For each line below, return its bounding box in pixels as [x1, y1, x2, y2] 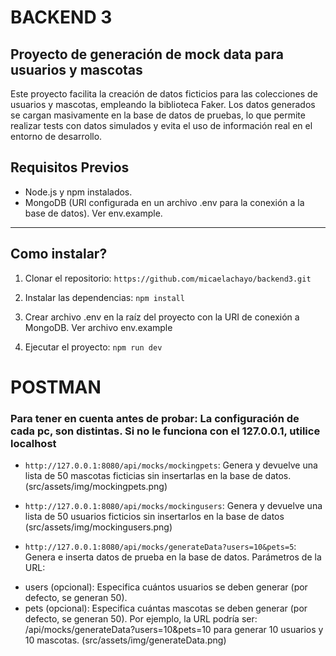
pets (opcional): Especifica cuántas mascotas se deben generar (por [24, 602, 308, 615]
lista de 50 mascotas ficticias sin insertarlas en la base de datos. [24, 470, 292, 482]
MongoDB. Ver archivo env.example [24, 321, 173, 333]
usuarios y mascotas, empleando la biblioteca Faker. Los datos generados [10, 99, 316, 110]
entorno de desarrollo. [10, 131, 103, 142]
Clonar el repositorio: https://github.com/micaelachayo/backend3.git [24, 272, 312, 284]
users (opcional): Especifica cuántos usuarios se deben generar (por [24, 581, 308, 593]
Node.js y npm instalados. [24, 186, 133, 198]
